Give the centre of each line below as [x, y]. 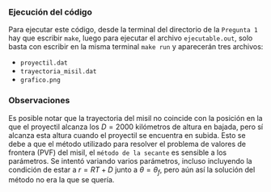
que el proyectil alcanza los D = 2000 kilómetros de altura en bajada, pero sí [136, 127]
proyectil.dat [44, 63]
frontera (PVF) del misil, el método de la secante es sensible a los [118, 152]
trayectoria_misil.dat [58, 72]
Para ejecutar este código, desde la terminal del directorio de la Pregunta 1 [133, 30]
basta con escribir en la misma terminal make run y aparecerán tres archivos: [136, 47]
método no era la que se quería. [61, 180]
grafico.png [40, 80]
